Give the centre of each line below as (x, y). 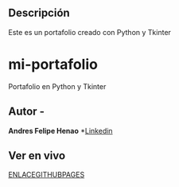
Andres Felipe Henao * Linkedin (60, 131)
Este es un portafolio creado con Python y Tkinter (89, 32)
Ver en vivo (37, 156)
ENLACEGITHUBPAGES (47, 175)
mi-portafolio (53, 64)
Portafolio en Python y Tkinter (57, 86)
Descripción (39, 13)
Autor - (27, 112)
